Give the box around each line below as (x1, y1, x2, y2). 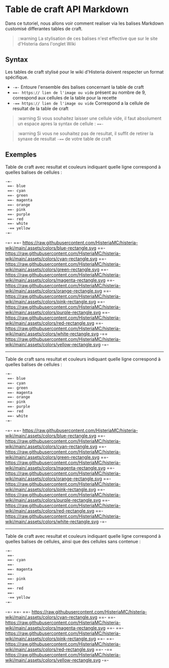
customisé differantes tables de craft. (5, 25, 83, 31)
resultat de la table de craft (12, 105, 69, 112)
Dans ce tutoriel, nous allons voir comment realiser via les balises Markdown (5, 20, 164, 26)
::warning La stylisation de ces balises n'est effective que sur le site (17, 35, 158, 41)
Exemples (5, 150, 37, 159)
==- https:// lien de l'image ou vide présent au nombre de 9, (12, 89, 146, 95)
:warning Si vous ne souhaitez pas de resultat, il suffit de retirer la (17, 130, 153, 136)
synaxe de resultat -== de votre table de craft (17, 135, 112, 142)
